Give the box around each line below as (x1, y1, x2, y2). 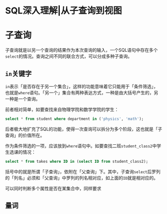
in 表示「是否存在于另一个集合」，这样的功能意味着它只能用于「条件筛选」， (5, 83, 159, 89)
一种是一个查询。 (5, 96, 40, 102)
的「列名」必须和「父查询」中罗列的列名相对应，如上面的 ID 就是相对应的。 (5, 175, 159, 181)
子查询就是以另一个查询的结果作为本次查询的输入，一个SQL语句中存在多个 (5, 47, 158, 53)
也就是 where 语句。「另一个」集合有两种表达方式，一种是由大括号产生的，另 (5, 90, 159, 96)
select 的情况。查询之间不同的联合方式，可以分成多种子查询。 (5, 53, 132, 59)
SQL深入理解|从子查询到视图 (5, 5, 122, 16)
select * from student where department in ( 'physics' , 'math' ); (5, 116, 144, 121)
